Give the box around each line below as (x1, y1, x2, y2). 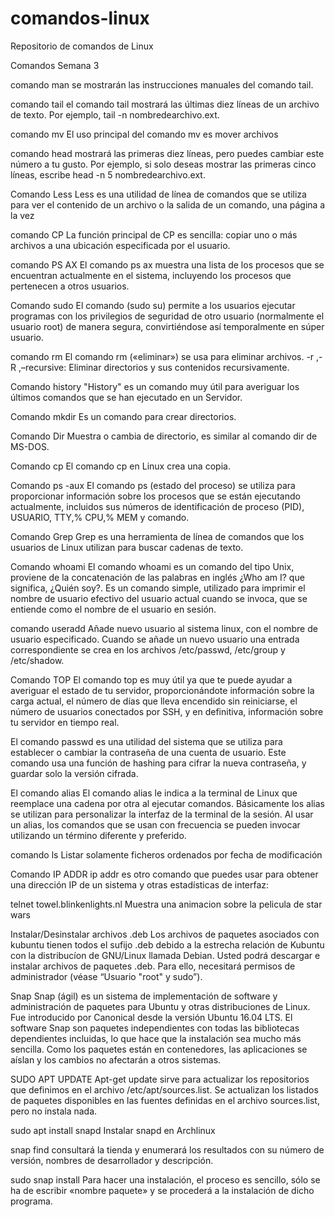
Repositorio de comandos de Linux (10, 40, 154, 52)
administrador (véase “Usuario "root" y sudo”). (10, 970, 203, 982)
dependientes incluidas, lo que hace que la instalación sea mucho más (10, 1032, 302, 1044)
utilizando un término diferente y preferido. (10, 829, 187, 841)
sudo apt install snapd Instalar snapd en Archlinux (10, 1124, 216, 1136)
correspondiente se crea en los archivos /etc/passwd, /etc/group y (10, 643, 286, 656)
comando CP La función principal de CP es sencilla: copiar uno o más (10, 228, 298, 241)
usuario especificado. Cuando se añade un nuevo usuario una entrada (10, 633, 300, 645)
